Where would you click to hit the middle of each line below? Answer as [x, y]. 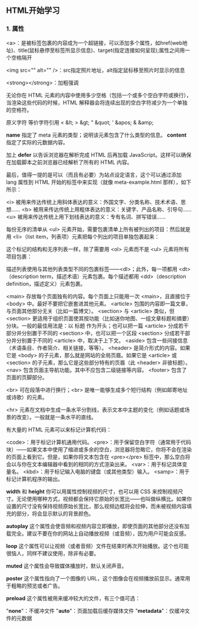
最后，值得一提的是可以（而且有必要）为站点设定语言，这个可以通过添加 [94, 174]
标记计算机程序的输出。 [34, 478]
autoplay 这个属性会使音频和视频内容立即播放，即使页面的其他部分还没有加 [98, 526]
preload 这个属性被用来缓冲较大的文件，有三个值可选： [73, 598]
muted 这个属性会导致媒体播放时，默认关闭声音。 [67, 566]
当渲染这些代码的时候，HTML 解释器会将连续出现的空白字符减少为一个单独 [97, 103]
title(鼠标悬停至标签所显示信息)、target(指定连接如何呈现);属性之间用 [102, 50]
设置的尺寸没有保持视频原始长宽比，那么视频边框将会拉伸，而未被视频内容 [96, 506]
